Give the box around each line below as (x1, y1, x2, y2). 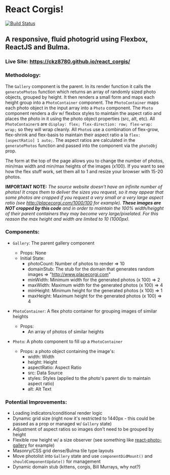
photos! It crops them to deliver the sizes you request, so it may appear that (5, 189, 164, 195)
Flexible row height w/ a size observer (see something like (12, 437, 134, 443)
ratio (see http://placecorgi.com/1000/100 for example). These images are (5, 200, 161, 206)
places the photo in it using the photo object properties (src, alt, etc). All (5, 115, 155, 122)
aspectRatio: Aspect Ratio (27, 364, 82, 370)
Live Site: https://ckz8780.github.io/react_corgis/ (5, 58, 131, 65)
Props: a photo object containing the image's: (20, 348, 115, 354)
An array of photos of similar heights (27, 328, 104, 335)
